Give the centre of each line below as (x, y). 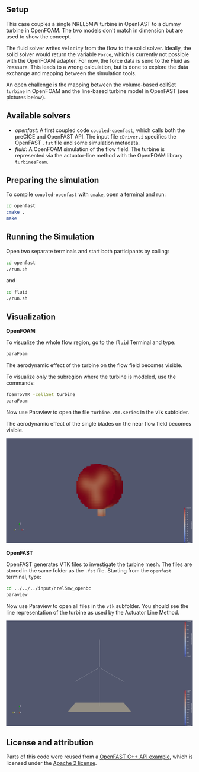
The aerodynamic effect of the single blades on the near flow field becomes (99, 423)
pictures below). (26, 97)
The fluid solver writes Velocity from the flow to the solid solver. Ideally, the (99, 48)
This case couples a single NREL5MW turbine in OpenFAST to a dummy (94, 24)
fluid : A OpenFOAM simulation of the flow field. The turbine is (89, 149)
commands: (21, 383)
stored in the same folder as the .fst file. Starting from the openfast (89, 571)
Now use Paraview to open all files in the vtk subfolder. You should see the (97, 606)
